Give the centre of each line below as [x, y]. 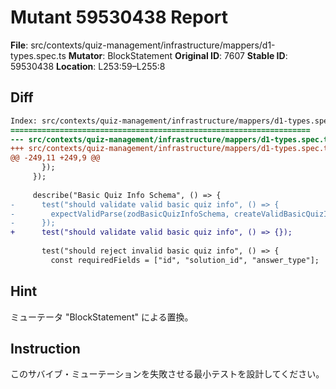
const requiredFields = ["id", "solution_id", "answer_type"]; [185, 260]
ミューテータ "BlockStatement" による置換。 [102, 317]
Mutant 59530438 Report [119, 17]
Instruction [45, 348]
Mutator [85, 55]
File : [19, 45]
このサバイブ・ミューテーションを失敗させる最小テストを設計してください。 [167, 374]
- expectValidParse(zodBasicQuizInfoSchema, [120, 214]
